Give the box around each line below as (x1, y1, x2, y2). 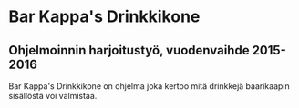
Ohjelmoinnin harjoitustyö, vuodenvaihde (8, 43, 250, 58)
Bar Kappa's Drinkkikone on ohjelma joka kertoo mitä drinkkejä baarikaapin (8, 81, 290, 92)
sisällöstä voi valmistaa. (8, 91, 98, 101)
